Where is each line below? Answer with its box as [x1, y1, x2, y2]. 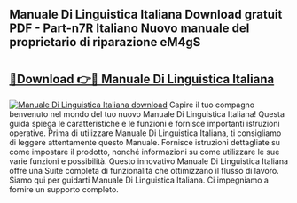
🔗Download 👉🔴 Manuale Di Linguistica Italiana [9, 71, 275, 87]
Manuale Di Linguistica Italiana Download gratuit [9, 7, 283, 22]
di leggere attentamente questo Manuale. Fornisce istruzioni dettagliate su [9, 137, 281, 147]
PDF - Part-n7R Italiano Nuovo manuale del [9, 21, 250, 36]
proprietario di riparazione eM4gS [9, 35, 201, 50]
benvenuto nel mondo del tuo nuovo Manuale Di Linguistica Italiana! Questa [9, 109, 285, 119]
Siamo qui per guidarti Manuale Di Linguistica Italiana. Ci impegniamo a [9, 175, 269, 185]
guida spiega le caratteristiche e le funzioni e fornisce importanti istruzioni [9, 119, 281, 129]
